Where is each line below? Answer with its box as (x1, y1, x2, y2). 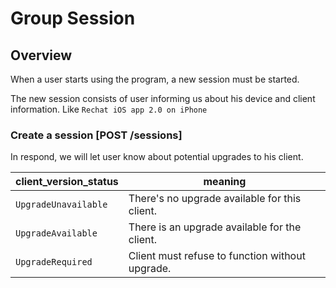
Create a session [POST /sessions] (10, 128, 183, 142)
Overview (10, 47, 73, 64)
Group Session (10, 7, 136, 30)
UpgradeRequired (15, 257, 93, 268)
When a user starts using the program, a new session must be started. (10, 73, 300, 85)
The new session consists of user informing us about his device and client (10, 93, 316, 104)
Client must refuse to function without (128, 249, 306, 263)
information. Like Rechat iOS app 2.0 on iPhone (10, 103, 208, 115)
